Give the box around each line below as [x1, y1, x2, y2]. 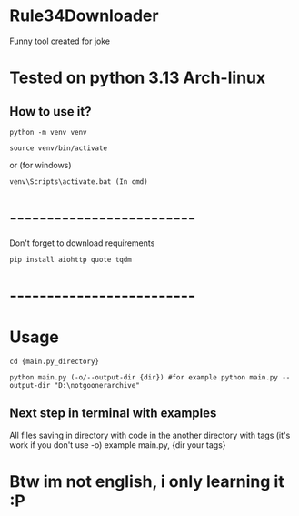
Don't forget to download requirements [9, 238, 155, 248]
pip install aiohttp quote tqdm [9, 255, 132, 264]
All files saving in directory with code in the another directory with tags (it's [9, 430, 291, 440]
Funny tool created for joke [9, 35, 111, 46]
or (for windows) [9, 159, 72, 170]
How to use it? [9, 104, 92, 119]
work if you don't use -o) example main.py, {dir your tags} [9, 439, 226, 450]
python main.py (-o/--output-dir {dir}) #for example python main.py [9, 373, 279, 382]
